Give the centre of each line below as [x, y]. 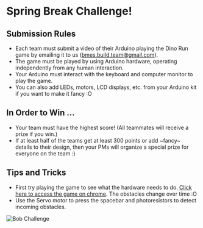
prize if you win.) [36, 134]
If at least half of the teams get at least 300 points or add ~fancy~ [98, 140]
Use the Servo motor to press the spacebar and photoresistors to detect [106, 200]
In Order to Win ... [41, 113]
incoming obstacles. [41, 207]
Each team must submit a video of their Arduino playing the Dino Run [102, 48]
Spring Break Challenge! [69, 11]
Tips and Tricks [36, 173]
